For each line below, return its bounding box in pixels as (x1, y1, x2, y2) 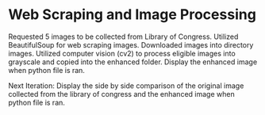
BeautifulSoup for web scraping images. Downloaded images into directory (8, 40, 254, 49)
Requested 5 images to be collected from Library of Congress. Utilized (8, 32, 239, 41)
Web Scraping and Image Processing (8, 6, 256, 24)
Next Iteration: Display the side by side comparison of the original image (8, 81, 244, 90)
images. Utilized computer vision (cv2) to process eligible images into (8, 48, 236, 58)
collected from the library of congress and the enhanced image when (8, 89, 236, 98)
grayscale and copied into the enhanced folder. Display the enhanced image (8, 57, 258, 67)
